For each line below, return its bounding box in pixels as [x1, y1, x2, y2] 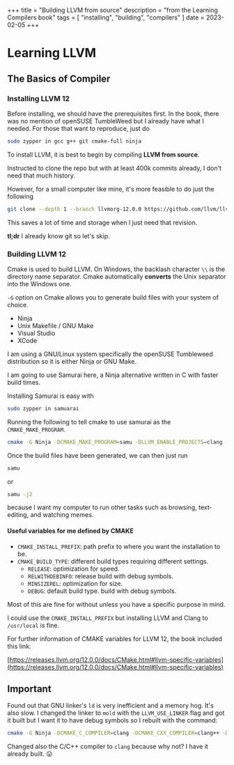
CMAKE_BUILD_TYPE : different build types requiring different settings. [17, 557, 209, 565]
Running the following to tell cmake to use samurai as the [7, 417, 171, 426]
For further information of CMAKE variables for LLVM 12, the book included [7, 634, 223, 643]
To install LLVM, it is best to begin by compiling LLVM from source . [7, 150, 200, 159]
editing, [7, 511, 29, 519]
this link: [7, 642, 31, 650]
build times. [7, 378, 40, 386]
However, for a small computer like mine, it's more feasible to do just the [7, 185, 214, 193]
